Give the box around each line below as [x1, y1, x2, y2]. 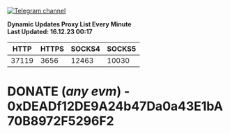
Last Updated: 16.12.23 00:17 [7, 28, 93, 36]
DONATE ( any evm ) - [7, 84, 130, 100]
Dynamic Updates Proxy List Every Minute [7, 20, 132, 28]
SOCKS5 [107, 44, 137, 54]
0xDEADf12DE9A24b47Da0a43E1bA [7, 98, 223, 114]
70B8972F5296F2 [7, 114, 114, 129]
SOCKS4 [70, 44, 100, 54]
